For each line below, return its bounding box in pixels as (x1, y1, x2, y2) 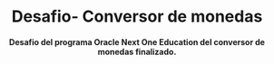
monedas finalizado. (97, 46, 177, 57)
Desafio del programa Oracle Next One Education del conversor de (8, 36, 266, 47)
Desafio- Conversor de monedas (11, 6, 263, 27)
